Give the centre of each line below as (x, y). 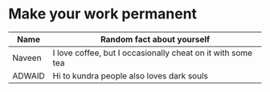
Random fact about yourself (155, 39)
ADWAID (29, 75)
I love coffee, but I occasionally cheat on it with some (153, 53)
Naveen (27, 58)
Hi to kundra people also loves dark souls (131, 75)
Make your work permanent (103, 14)
